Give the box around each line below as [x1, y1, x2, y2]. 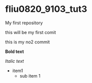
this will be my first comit [5, 29, 56, 35]
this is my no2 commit [5, 39, 50, 45]
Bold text [5, 48, 24, 54]
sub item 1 [19, 73, 41, 79]
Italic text [5, 58, 24, 64]
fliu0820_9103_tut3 [5, 3, 88, 15]
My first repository [5, 20, 43, 26]
